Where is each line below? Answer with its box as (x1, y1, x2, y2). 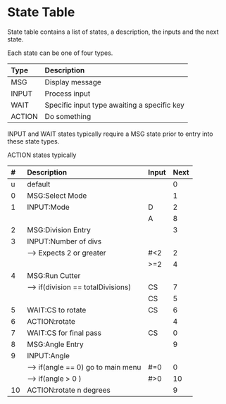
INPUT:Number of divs (27, 236, 102, 246)
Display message (44, 77, 102, 87)
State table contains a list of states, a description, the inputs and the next (7, 27, 219, 36)
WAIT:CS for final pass (27, 328, 102, 338)
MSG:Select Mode (27, 191, 87, 201)
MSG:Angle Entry (27, 339, 84, 349)
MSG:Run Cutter (27, 270, 81, 280)
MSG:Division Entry (27, 225, 92, 234)
